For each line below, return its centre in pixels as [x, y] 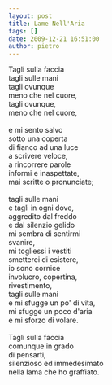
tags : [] [23, 31]
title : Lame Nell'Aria [47, 24]
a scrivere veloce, [38, 156]
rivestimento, [30, 286]
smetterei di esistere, [43, 260]
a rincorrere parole [40, 164]
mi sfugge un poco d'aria [50, 312]
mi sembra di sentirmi [45, 234]
